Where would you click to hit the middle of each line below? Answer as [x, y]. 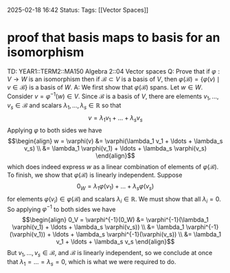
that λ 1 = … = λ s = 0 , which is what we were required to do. [92, 263]
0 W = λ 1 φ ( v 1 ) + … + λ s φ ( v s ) [115, 187]
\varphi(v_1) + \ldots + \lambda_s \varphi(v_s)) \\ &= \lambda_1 [98, 227]
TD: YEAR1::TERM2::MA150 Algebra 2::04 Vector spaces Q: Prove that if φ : [114, 71]
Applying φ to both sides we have [55, 130]
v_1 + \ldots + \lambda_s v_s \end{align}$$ [115, 242]
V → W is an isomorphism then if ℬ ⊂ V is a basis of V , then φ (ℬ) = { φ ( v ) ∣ [114, 79]
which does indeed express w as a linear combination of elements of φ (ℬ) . [113, 166]
